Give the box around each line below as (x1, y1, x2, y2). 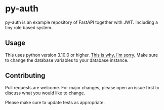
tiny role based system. (5, 24, 53, 30)
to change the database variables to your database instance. (5, 57, 128, 63)
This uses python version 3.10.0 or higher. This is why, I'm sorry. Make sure (5, 52, 158, 58)
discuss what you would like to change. (5, 90, 85, 96)
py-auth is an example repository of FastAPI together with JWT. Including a (5, 19, 158, 25)
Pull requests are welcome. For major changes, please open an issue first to (5, 84, 160, 90)
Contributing (5, 72, 45, 80)
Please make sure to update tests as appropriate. (5, 99, 105, 105)
